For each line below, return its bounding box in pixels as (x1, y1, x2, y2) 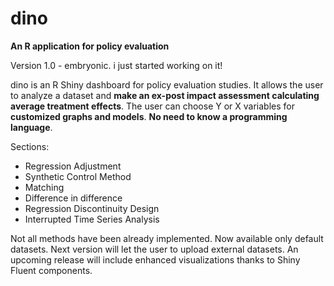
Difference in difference (24, 192, 123, 204)
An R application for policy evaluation (10, 40, 170, 52)
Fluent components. (10, 264, 93, 276)
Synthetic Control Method (24, 170, 132, 182)
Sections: (10, 140, 50, 152)
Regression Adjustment (24, 160, 122, 172)
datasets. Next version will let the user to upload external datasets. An (10, 243, 299, 255)
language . (10, 121, 53, 133)
